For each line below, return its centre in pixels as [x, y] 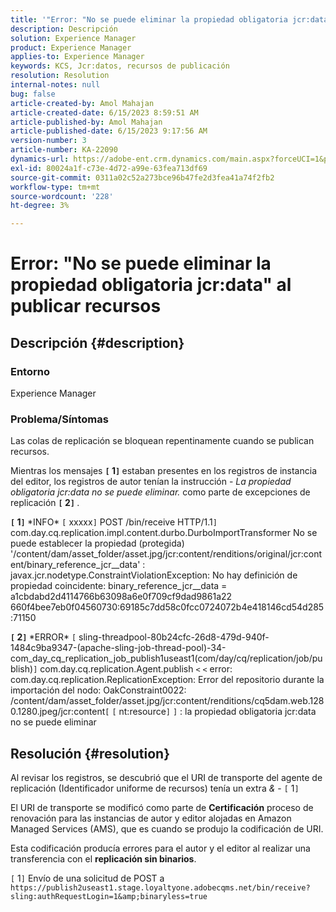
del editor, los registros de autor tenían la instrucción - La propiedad [151, 482]
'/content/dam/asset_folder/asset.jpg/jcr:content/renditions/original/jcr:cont [166, 554]
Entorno [30, 371]
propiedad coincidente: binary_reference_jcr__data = [119, 586]
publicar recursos [86, 306]
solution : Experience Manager [73, 38]
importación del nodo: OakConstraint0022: [98, 690]
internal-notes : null [55, 85]
